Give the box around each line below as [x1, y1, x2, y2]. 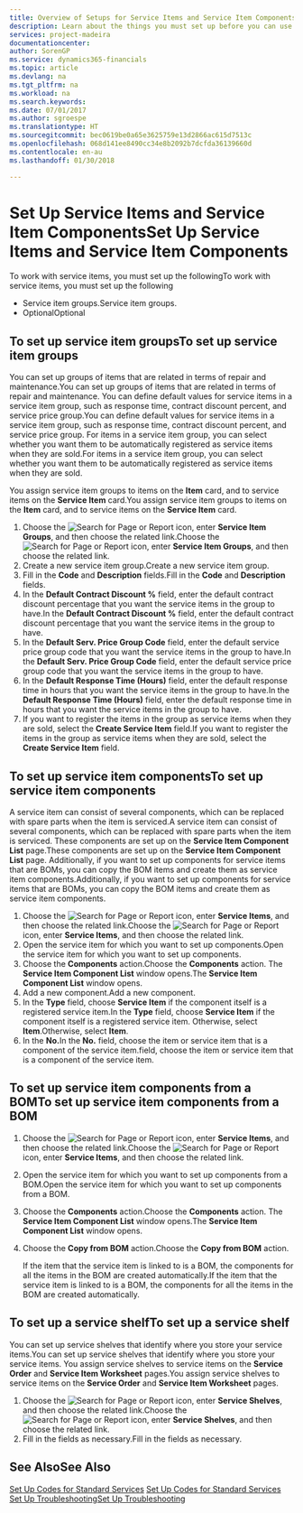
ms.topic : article [9, 64, 78, 73]
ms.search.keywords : [9, 97, 87, 107]
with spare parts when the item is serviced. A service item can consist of [9, 816, 278, 827]
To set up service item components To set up [9, 768, 263, 784]
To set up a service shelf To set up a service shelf [9, 1315, 290, 1331]
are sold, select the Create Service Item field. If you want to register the [22, 723, 289, 734]
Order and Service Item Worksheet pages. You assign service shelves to [9, 1368, 280, 1378]
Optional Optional [22, 308, 86, 319]
